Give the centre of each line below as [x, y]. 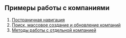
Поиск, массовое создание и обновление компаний [66, 25]
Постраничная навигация [38, 19]
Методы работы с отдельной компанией [54, 30]
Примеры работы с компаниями [57, 8]
